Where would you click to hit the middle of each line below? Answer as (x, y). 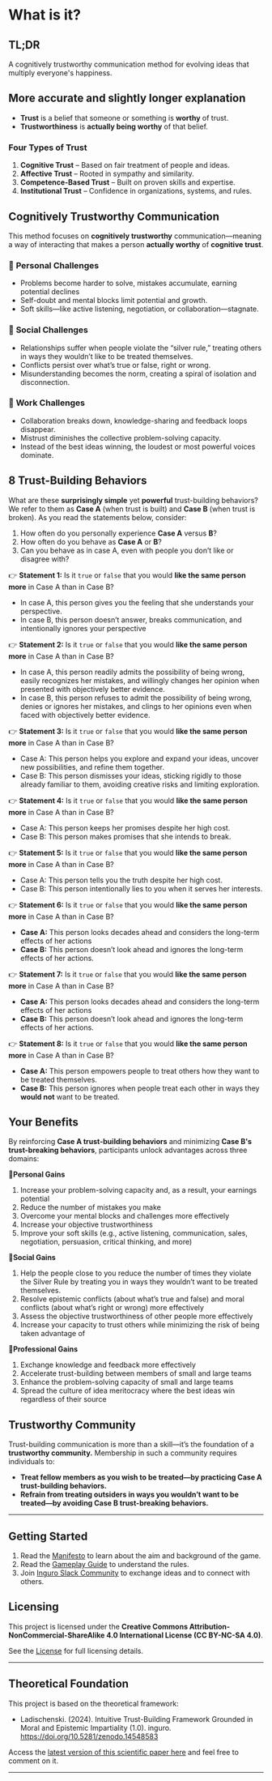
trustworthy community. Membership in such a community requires (123, 1453)
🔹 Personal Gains (37, 1175)
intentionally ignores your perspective (83, 628)
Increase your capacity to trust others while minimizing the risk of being (140, 1325)
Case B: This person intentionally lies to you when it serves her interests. (141, 888)
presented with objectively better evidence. (93, 689)
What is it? (45, 15)
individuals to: (32, 1462)
